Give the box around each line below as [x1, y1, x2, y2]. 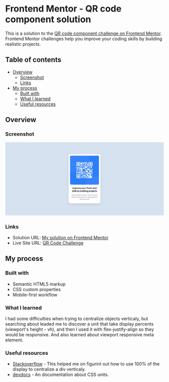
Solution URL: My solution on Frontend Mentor [12, 235, 109, 241]
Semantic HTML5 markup [12, 281, 66, 287]
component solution [5, 14, 92, 25]
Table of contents [5, 56, 61, 64]
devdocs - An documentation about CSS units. [12, 371, 109, 377]
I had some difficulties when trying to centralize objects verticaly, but [5, 316, 148, 322]
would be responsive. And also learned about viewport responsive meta [5, 332, 154, 338]
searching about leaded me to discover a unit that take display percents [5, 321, 154, 327]
